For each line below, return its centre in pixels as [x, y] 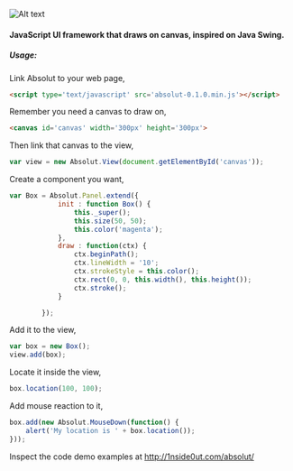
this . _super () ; [102, 212]
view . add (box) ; [38, 355]
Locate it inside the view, [55, 372]
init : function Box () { [104, 204]
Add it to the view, [43, 330]
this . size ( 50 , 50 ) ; [110, 221]
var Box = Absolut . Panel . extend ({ [74, 196]
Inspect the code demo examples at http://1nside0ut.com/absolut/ [132, 457]
